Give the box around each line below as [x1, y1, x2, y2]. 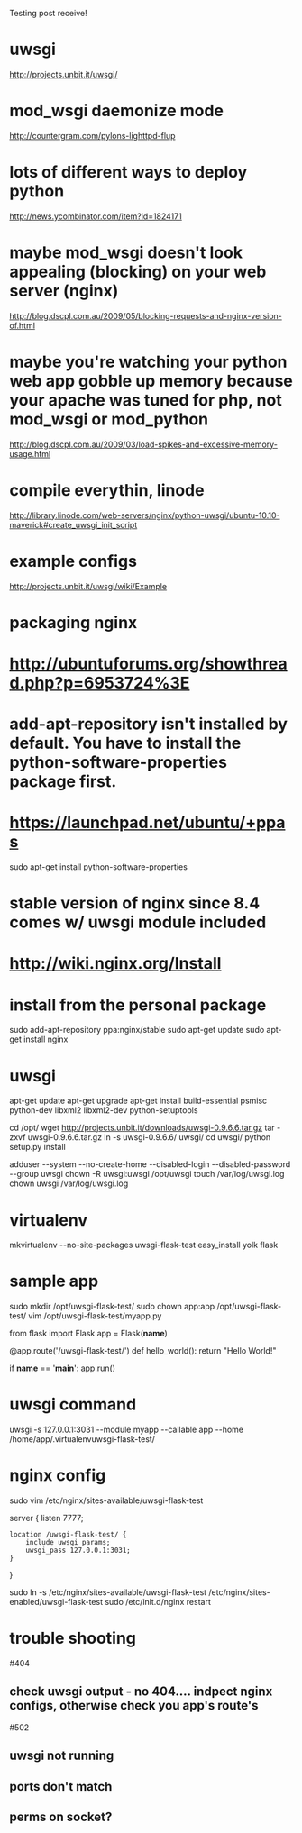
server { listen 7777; [9, 1513, 84, 1524]
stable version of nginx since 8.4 [9, 893, 261, 914]
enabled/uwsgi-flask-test [9, 1597, 104, 1608]
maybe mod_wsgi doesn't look [9, 242, 243, 262]
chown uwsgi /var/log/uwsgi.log [9, 1178, 129, 1189]
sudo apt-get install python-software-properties [9, 862, 188, 872]
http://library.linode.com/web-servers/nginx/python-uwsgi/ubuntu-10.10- [9, 509, 280, 521]
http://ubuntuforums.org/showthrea [9, 653, 288, 674]
